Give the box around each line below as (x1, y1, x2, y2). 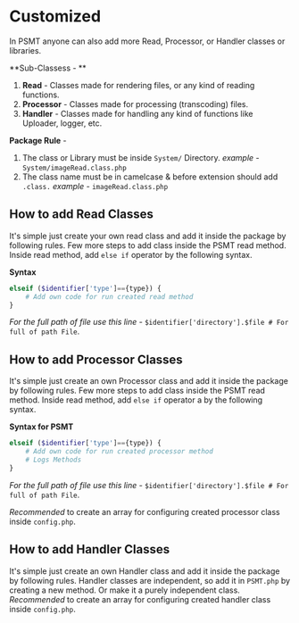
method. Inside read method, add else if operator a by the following (9, 395, 263, 405)
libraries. (9, 45, 42, 55)
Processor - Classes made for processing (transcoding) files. (21, 98, 249, 109)
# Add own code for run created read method (25, 292, 194, 301)
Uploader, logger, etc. (21, 118, 103, 129)
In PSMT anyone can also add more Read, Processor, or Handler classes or (9, 36, 286, 46)
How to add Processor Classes (9, 352, 183, 367)
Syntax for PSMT (9, 421, 74, 432)
